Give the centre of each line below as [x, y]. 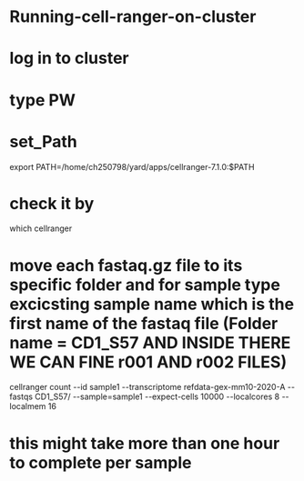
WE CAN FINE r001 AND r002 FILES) [148, 362]
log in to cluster [69, 59]
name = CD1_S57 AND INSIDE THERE [150, 342]
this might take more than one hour [145, 443]
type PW [42, 100]
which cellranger [41, 228]
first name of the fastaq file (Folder [144, 323]
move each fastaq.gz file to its [126, 265]
